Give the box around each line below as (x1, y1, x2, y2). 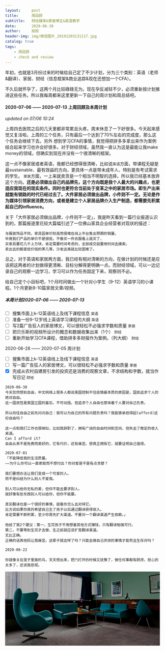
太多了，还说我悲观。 (5, 563, 42, 568)
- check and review (14, 55, 54, 59)
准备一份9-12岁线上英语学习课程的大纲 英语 (12, 316, 99, 322)
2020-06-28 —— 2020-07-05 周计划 (5, 345, 81, 351)
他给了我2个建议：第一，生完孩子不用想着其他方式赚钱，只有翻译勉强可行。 (5, 523, 136, 528)
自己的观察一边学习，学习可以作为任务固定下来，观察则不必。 (9, 268, 134, 274)
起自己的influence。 (5, 204, 47, 209)
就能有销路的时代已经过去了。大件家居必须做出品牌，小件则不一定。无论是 (5, 191, 156, 197)
